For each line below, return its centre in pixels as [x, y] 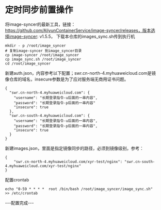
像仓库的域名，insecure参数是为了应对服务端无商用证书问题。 [67, 79]
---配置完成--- [19, 203]
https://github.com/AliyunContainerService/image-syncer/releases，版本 [78, 30]
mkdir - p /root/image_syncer [36, 46]
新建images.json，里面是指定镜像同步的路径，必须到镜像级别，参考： [74, 148]
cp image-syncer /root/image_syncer [42, 55]
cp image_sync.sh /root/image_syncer [43, 59]
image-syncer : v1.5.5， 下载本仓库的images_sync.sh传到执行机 [72, 36]
